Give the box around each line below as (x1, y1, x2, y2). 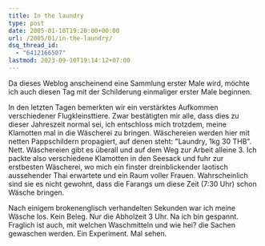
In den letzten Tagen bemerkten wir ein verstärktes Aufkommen (8, 102, 219, 112)
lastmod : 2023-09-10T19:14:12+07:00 (8, 57, 130, 65)
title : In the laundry (8, 11, 84, 20)
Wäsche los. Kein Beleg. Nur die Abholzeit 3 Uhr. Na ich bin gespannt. (8, 212, 239, 221)
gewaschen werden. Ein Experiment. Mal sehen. (8, 228, 167, 238)
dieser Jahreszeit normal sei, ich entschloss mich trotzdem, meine (8, 119, 227, 129)
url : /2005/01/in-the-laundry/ (8, 34, 113, 42)
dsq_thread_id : (8, 42, 59, 50)
